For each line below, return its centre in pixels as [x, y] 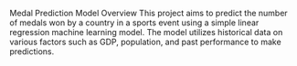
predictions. [32, 52]
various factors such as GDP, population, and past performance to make [145, 42]
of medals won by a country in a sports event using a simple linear [134, 23]
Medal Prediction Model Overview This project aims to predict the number [148, 13]
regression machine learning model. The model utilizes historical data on [146, 32]
